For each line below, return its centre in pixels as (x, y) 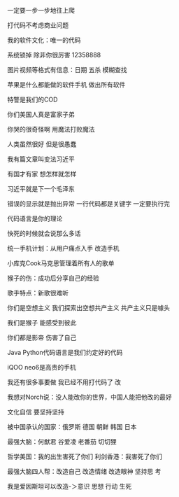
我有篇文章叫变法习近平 (41, 159)
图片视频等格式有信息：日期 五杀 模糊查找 (67, 70)
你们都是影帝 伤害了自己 (42, 337)
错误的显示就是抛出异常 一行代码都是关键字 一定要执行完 (88, 204)
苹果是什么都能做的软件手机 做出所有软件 (66, 85)
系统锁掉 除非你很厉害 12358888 (54, 55)
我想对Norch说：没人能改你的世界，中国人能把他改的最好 (90, 397)
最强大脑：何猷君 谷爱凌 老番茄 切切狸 (62, 442)
